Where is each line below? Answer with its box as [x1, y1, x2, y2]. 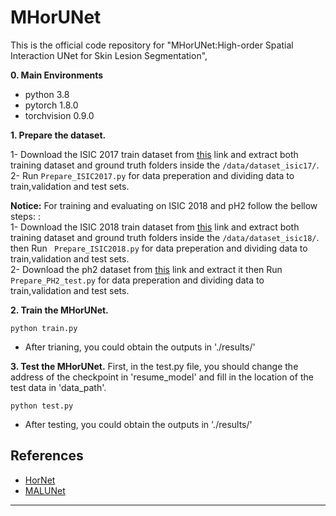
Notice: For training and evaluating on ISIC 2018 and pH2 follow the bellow [10, 199, 318, 211]
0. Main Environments [10, 69, 104, 81]
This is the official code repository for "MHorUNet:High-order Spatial [10, 39, 294, 51]
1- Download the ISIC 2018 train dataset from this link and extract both [10, 221, 300, 233]
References [10, 447, 84, 465]
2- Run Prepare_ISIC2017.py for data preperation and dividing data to [10, 169, 295, 181]
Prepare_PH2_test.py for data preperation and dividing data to [10, 274, 265, 286]
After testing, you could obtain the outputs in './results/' [24, 418, 253, 430]
